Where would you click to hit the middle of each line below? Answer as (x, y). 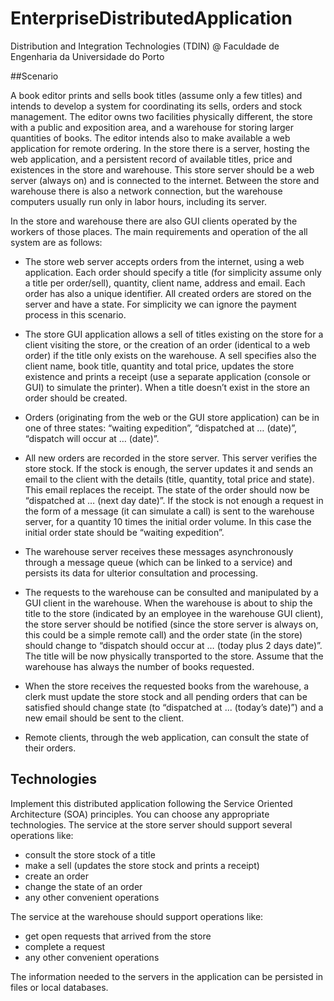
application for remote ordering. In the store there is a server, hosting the (160, 148)
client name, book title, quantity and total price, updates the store (159, 366)
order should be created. (76, 398)
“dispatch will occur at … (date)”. (92, 438)
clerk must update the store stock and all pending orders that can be (166, 696)
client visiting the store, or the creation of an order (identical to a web (167, 344)
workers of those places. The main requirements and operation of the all (159, 231)
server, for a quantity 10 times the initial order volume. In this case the (168, 521)
